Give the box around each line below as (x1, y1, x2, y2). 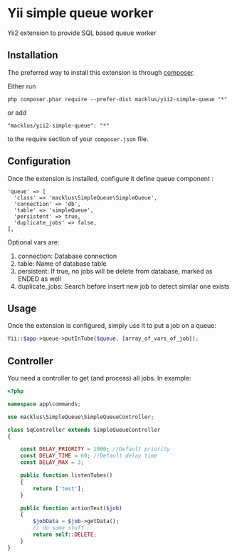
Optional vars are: (7, 237, 60, 247)
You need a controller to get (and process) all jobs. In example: (7, 374, 191, 383)
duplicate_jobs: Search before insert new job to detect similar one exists (17, 281, 230, 290)
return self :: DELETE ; (33, 531, 98, 539)
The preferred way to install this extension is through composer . (7, 68, 195, 76)
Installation (7, 49, 58, 61)
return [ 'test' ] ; (33, 485, 84, 492)
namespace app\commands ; (7, 401, 81, 408)
